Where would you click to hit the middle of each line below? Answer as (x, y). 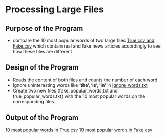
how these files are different (43, 51)
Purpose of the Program (44, 28)
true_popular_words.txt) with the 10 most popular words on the (79, 96)
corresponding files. (34, 101)
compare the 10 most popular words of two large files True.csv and (84, 40)
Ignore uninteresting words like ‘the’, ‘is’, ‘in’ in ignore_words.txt (80, 85)
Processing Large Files (55, 9)
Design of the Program (42, 67)
